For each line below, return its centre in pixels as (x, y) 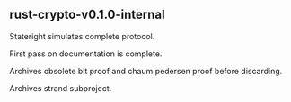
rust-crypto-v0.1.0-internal (87, 15)
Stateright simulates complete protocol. (82, 36)
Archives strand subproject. (61, 88)
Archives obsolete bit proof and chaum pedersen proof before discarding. (146, 71)
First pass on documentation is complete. (86, 54)
